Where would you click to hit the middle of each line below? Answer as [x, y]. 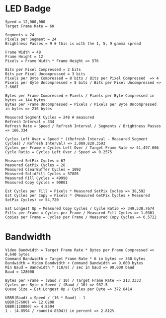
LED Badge [28, 9]
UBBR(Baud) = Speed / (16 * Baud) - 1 [45, 298]
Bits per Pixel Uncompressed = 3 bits [45, 74]
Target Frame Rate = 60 [30, 26]
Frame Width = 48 [23, 52]
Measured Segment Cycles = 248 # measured [50, 117]
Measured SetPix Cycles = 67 [35, 161]
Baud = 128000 [20, 272]
